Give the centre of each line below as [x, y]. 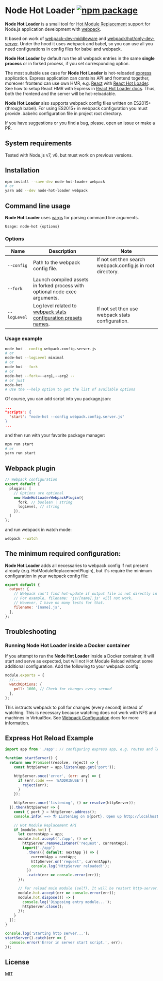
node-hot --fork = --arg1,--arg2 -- [40, 376]
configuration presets [58, 318]
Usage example [24, 339]
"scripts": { [18, 412]
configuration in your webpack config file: [47, 576]
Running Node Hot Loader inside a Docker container [67, 645]
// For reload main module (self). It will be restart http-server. [89, 888]
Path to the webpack [57, 263]
